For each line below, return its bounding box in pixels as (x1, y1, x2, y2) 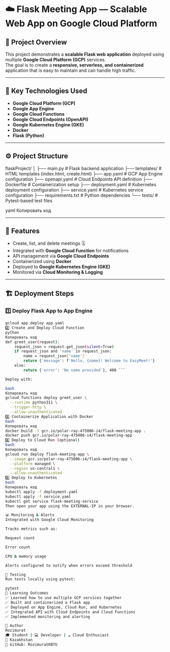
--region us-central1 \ (10, 466, 60, 471)
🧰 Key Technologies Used (5, 86, 88, 96)
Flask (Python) (12, 132, 45, 139)
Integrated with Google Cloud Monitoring (5, 517, 94, 523)
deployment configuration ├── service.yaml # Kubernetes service (5, 187, 144, 193)
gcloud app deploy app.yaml (5, 321, 65, 326)
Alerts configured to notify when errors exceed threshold (5, 563, 133, 568)
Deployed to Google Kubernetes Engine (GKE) (12, 264, 110, 270)
